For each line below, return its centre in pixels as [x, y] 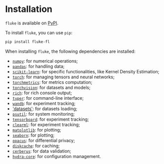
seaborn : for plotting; [33, 135]
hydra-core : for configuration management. [56, 156]
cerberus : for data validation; [42, 151]
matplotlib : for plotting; [37, 130]
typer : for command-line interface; [48, 98]
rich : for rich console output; [42, 93]
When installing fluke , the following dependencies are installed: [70, 51]
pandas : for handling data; [38, 66]
